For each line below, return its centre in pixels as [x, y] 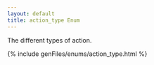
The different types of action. [50, 40]
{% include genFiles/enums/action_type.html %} [77, 54]
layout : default [31, 14]
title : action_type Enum [44, 20]
